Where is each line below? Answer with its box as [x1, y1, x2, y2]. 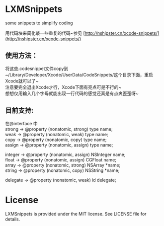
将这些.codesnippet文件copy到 [5, 66, 69, 72]
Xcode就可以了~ [5, 78, 39, 84]
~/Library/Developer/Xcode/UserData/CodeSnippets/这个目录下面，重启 [5, 72, 153, 77]
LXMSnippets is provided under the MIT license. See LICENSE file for [5, 211, 147, 217]
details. [5, 216, 20, 222]
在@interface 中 [5, 120, 38, 126]
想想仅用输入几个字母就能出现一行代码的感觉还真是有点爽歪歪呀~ [5, 90, 139, 96]
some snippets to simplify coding [5, 20, 73, 26]
